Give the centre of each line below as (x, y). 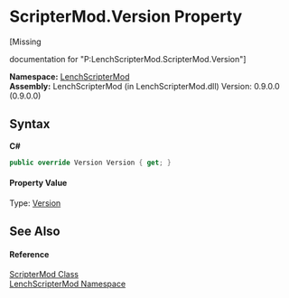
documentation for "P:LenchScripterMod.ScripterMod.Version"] (128, 59)
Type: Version (35, 203)
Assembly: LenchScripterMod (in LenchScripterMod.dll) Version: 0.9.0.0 (144, 86)
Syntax (30, 124)
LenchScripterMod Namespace (68, 284)
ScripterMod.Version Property (126, 17)
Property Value (38, 183)
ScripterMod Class (44, 275)
